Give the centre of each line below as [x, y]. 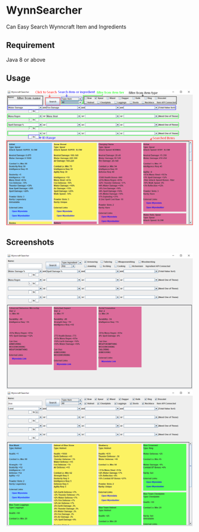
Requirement [31, 45]
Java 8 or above [26, 59]
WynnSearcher [44, 10]
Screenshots [30, 242]
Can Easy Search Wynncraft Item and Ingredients [66, 27]
